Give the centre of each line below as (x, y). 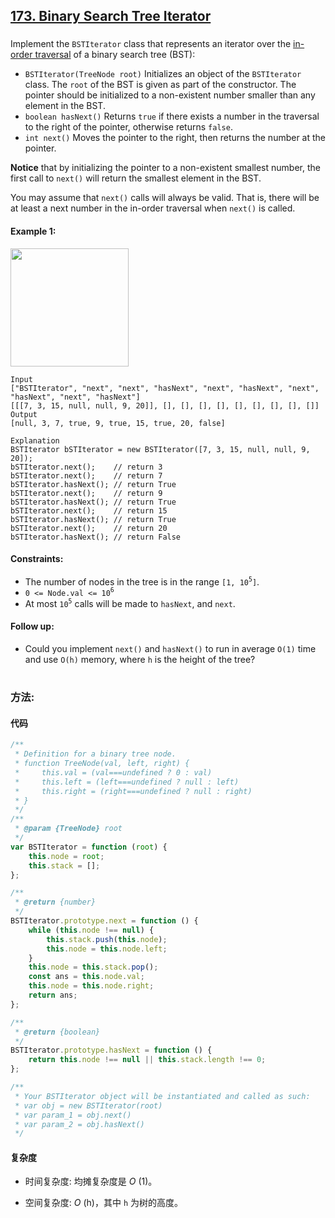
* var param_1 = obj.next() (73, 1115)
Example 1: (33, 231)
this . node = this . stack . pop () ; (93, 967)
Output (24, 414)
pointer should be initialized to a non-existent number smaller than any (170, 95)
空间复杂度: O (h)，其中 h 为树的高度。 (103, 1203)
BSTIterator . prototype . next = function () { (104, 921)
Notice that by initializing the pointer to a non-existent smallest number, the (165, 168)
